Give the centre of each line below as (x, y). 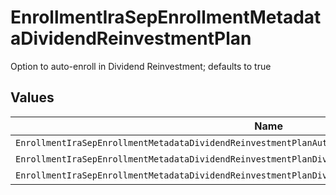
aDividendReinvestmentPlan (131, 38)
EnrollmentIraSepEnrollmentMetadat (166, 17)
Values (32, 97)
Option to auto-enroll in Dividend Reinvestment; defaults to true (141, 66)
